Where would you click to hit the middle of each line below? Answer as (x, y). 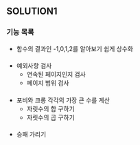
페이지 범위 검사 (48, 83)
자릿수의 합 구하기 (50, 108)
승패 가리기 (31, 135)
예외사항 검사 (34, 66)
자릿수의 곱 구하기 (50, 117)
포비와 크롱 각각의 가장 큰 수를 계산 (63, 100)
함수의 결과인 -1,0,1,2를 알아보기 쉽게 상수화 (74, 48)
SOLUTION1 (32, 11)
